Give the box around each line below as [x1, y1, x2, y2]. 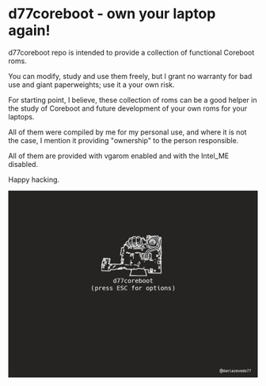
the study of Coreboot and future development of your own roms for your [8, 104, 248, 113]
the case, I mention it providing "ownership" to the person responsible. [8, 135, 239, 145]
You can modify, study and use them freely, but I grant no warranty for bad [8, 71, 253, 81]
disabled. [8, 159, 38, 168]
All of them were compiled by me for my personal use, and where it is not [8, 127, 247, 137]
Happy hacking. [8, 175, 60, 184]
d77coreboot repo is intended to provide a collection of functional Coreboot [8, 47, 255, 57]
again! [8, 21, 51, 40]
